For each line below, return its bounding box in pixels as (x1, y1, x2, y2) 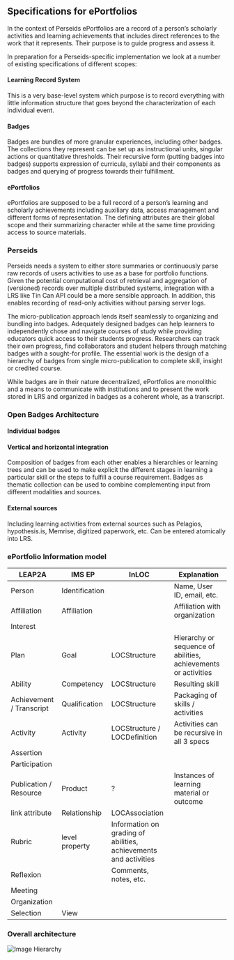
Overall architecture (7, 929, 77, 938)
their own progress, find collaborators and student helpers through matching (7, 342, 227, 350)
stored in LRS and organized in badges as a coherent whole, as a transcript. (7, 392, 225, 400)
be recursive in (173, 728, 223, 738)
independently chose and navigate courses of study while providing (7, 327, 202, 335)
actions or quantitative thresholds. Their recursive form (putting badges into (7, 153, 225, 161)
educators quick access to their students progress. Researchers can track (7, 334, 220, 342)
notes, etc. (111, 874, 146, 884)
